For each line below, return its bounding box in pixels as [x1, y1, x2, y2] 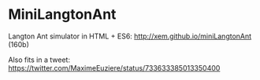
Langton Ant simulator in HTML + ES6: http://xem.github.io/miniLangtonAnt [8, 31, 252, 41]
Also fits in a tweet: [8, 55, 71, 64]
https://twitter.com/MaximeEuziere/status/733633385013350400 [8, 63, 221, 72]
